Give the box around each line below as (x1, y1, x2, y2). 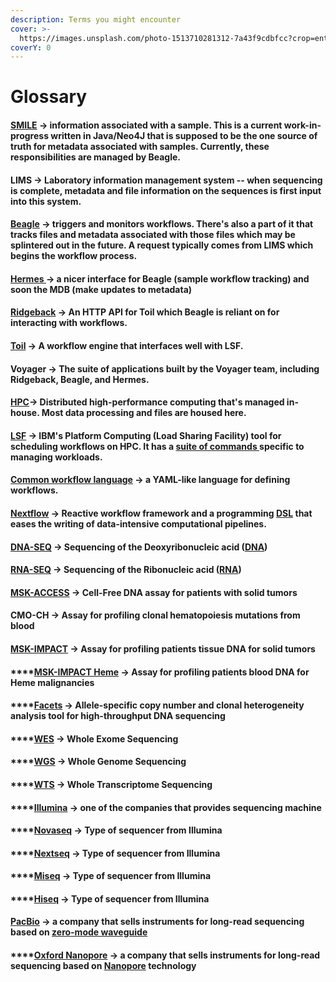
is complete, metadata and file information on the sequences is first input (10, 184, 322, 196)
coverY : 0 (10, 42, 52, 53)
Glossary (10, 86, 88, 108)
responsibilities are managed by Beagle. (10, 151, 181, 163)
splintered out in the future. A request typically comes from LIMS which (10, 239, 314, 251)
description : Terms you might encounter (10, 14, 182, 25)
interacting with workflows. (10, 317, 128, 329)
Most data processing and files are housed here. (41, 407, 247, 419)
